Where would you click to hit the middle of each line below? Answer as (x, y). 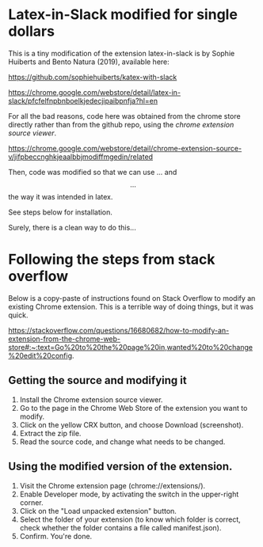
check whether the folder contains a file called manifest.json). (120, 527)
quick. (18, 315)
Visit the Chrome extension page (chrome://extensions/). (112, 485)
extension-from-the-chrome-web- (65, 339)
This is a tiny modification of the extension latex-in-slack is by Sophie (122, 53)
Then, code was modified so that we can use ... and (93, 172)
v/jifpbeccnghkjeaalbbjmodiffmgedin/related (80, 157)
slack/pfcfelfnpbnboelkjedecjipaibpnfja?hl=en (83, 101)
